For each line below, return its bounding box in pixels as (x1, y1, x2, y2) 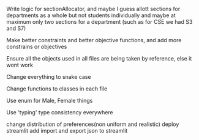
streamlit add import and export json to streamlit (6, 127, 128, 134)
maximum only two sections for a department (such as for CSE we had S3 (6, 18, 193, 25)
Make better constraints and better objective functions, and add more (6, 37, 182, 43)
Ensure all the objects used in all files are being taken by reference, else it (6, 55, 192, 62)
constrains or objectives (6, 43, 67, 50)
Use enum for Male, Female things (6, 97, 93, 104)
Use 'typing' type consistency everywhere (6, 109, 113, 116)
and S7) (6, 24, 26, 32)
